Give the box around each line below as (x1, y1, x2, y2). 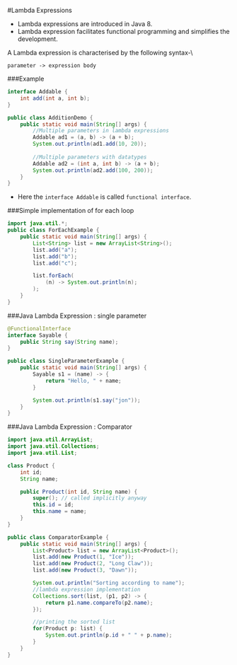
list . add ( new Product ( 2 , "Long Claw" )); (33, 560, 154, 567)
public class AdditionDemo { (7, 114, 93, 121)
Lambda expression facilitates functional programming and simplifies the (17, 28, 230, 35)
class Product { (7, 462, 55, 469)
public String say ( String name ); (20, 338, 119, 345)
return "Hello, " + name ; (45, 377, 122, 384)
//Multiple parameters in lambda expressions (33, 127, 170, 134)
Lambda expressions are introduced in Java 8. (17, 20, 153, 28)
